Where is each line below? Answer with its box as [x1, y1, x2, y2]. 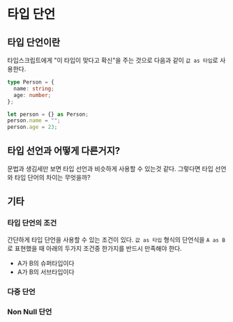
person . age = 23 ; [7, 123, 58, 131]
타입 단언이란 [7, 36, 61, 48]
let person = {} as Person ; [7, 111, 89, 118]
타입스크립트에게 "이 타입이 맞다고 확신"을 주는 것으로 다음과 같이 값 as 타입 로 [7, 56, 218, 64]
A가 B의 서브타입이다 [17, 268, 75, 276]
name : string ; [13, 85, 54, 92]
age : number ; [13, 91, 52, 98]
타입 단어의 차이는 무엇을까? [14, 173, 91, 181]
